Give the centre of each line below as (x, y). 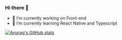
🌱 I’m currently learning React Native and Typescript (65, 23)
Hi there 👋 (17, 8)
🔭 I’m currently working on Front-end (49, 18)
